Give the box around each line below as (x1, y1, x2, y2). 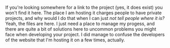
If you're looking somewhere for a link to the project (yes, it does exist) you (5, 5, 163, 10)
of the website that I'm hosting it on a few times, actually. (5, 37, 125, 43)
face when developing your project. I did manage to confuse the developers (5, 32, 165, 37)
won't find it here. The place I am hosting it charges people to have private (5, 10, 162, 16)
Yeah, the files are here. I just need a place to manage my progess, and (5, 20, 155, 27)
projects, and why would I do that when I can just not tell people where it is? (5, 15, 165, 21)
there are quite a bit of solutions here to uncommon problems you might (5, 26, 157, 32)
